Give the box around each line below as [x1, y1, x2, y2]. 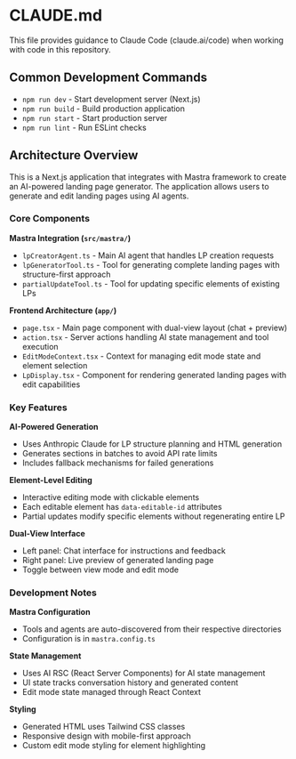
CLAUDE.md [9, 5, 103, 26]
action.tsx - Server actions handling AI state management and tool [21, 331, 269, 343]
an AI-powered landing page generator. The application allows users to [9, 181, 269, 191]
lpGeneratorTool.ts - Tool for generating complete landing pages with [21, 259, 280, 270]
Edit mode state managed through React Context [21, 687, 202, 698]
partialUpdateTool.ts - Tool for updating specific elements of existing [21, 278, 280, 289]
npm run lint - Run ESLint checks [21, 122, 147, 133]
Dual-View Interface [9, 529, 86, 539]
